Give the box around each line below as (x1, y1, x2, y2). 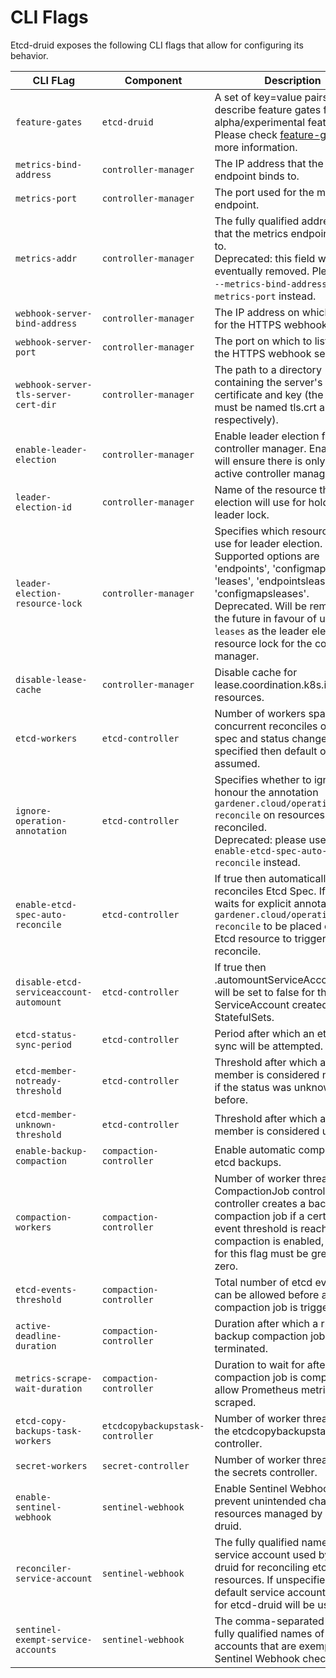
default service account (214, 1585, 327, 1599)
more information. (214, 140, 298, 154)
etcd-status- (15, 1029, 78, 1040)
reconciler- (15, 1562, 73, 1574)
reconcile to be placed (214, 919, 322, 933)
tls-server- (15, 389, 73, 400)
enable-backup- (15, 1145, 88, 1156)
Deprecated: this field (214, 251, 316, 265)
